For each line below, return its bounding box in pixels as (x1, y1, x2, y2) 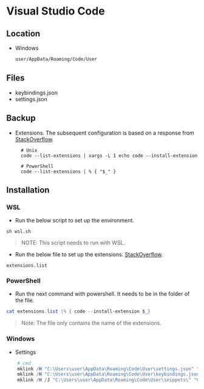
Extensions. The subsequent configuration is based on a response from (15, 129, 194, 136)
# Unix (21, 147, 38, 153)
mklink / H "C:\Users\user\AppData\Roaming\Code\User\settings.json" (17, 365, 194, 372)
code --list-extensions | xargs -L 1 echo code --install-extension (21, 153, 198, 159)
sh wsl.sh (6, 228, 32, 234)
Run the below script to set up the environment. (15, 217, 135, 224)
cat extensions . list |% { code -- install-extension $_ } (6, 308, 151, 314)
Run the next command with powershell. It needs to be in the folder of (15, 290, 190, 298)
